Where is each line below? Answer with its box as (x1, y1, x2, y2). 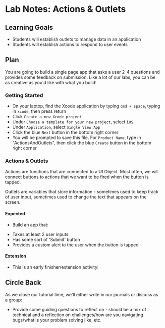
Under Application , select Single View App (12, 124, 101, 130)
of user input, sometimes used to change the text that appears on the (5, 194, 147, 200)
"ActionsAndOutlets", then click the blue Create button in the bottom (12, 140, 152, 146)
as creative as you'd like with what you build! (5, 79, 97, 85)
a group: (5, 297, 22, 303)
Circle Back (5, 279, 41, 287)
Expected (5, 211, 26, 216)
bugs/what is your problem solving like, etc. (12, 317, 102, 323)
